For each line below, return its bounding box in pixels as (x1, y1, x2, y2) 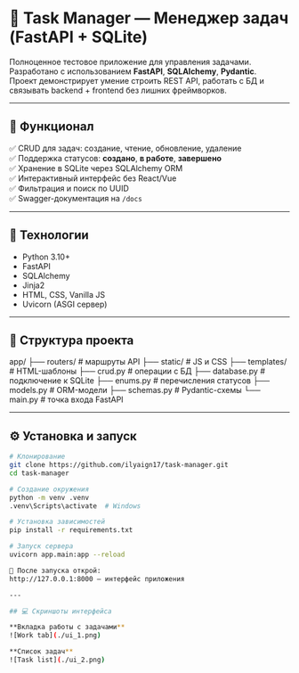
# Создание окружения (9, 485, 90, 494)
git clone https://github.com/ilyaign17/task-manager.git (9, 461, 229, 470)
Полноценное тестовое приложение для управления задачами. (9, 56, 252, 67)
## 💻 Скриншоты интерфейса (9, 606, 113, 616)
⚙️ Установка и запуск (9, 428, 138, 444)
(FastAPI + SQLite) (9, 27, 149, 47)
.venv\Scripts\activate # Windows (9, 501, 141, 511)
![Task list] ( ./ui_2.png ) (9, 655, 105, 665)
